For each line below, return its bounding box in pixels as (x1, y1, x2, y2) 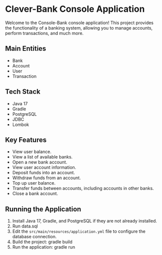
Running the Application (5, 205, 81, 213)
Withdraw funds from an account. (12, 175, 81, 181)
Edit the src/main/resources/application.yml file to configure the (12, 228, 146, 234)
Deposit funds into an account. (12, 170, 75, 176)
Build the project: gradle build (12, 239, 73, 245)
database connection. (12, 234, 57, 240)
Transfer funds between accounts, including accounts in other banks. (12, 186, 154, 191)
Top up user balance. (12, 180, 56, 186)
